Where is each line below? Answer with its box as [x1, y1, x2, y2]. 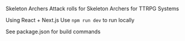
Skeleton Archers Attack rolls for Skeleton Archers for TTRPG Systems [5, 5, 179, 12]
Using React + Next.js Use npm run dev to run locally [5, 17, 135, 23]
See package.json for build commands [5, 28, 101, 35]
